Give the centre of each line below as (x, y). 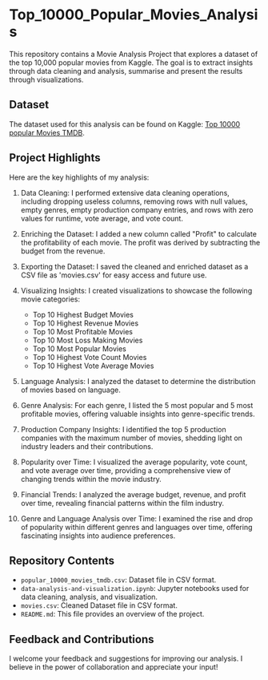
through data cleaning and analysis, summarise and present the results (126, 71)
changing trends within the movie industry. (91, 479)
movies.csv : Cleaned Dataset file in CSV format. (99, 605)
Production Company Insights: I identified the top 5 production (123, 429)
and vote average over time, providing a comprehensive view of (126, 470)
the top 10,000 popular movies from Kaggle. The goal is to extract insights (131, 63)
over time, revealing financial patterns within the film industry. (122, 503)
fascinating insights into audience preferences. (98, 536)
